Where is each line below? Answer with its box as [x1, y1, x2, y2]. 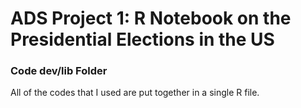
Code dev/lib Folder [10, 64, 108, 78]
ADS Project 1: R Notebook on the [10, 7, 292, 30]
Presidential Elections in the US [10, 28, 275, 51]
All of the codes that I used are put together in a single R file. [10, 87, 260, 99]
